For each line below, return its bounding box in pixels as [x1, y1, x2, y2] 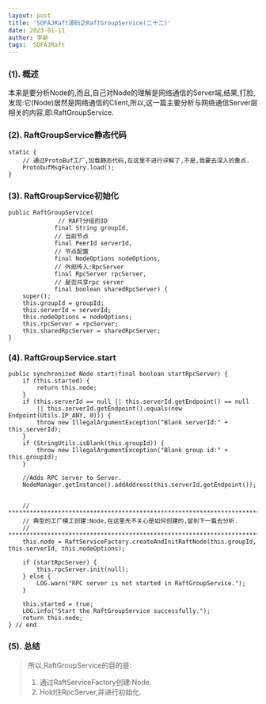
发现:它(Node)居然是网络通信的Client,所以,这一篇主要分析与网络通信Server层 [8, 98, 258, 108]
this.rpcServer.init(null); [36, 565, 129, 574]
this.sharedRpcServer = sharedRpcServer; [22, 327, 161, 335]
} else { [22, 573, 51, 580]
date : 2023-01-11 [8, 26, 66, 34]
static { [8, 148, 37, 156]
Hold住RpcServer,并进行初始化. [39, 687, 142, 697]
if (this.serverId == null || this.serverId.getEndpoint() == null [22, 398, 249, 406]
